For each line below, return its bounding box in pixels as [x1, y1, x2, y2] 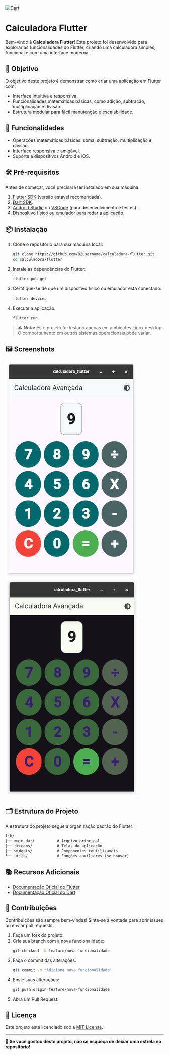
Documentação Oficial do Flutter [12, 884, 80, 890]
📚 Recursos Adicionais [5, 868, 80, 876]
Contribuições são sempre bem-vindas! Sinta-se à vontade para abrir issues [5, 917, 163, 923]
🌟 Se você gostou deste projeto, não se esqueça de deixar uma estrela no [5, 1039, 162, 1045]
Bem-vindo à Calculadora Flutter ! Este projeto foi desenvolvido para [5, 39, 147, 45]
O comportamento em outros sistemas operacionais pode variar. [17, 330, 151, 336]
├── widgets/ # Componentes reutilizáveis [5, 849, 118, 854]
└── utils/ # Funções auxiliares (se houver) [5, 854, 129, 859]
